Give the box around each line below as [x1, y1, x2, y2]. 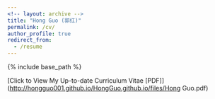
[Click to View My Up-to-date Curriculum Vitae [7, 76, 144, 85]
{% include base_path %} [7, 63, 82, 71]
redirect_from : [7, 37, 52, 44]
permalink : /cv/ [7, 23, 55, 30]
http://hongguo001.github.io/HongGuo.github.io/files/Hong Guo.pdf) [9, 84, 209, 92]
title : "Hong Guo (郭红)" [7, 17, 81, 24]
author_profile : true [7, 30, 71, 37]
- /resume [13, 43, 42, 50]
